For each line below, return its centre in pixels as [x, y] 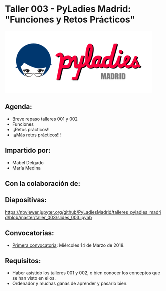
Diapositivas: [26, 200]
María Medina [26, 168]
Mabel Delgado [28, 162]
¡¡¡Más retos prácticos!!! [37, 135]
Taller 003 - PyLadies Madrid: [68, 9]
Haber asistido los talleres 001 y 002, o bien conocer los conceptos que [86, 273]
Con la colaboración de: [43, 183]
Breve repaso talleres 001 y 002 [45, 119]
